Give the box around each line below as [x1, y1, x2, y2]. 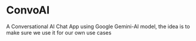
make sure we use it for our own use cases [6, 29, 112, 36]
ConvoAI [6, 4, 50, 17]
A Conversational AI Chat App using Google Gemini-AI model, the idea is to [6, 23, 191, 30]
